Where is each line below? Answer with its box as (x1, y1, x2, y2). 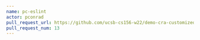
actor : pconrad (6, 14, 44, 20)
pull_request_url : (6, 19, 52, 25)
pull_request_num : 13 (6, 25, 60, 31)
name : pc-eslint (6, 8, 46, 15)
